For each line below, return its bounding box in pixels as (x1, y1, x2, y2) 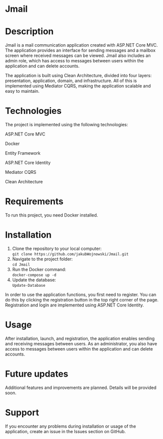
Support (5, 407, 39, 418)
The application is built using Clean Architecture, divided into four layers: (5, 73, 152, 79)
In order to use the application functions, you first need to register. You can (5, 291, 157, 298)
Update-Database (12, 283, 46, 288)
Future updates (5, 368, 69, 380)
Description (5, 26, 54, 37)
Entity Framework (5, 150, 41, 156)
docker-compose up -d (12, 273, 56, 277)
